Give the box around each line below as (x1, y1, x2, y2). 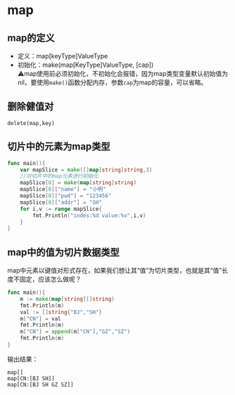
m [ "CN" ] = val (20, 315, 61, 322)
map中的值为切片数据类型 (7, 246, 120, 258)
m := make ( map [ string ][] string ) (20, 295, 115, 302)
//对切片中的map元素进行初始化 (20, 173, 99, 180)
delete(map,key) (7, 119, 55, 127)
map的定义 (7, 32, 55, 44)
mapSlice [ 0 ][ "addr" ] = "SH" (20, 199, 102, 206)
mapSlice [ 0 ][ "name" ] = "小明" (20, 186, 107, 193)
